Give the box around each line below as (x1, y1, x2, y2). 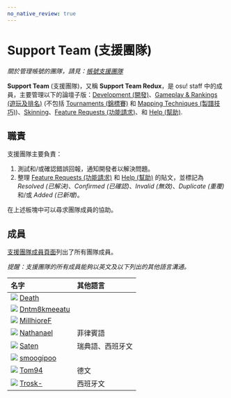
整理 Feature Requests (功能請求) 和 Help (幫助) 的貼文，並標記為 (17, 174, 204, 182)
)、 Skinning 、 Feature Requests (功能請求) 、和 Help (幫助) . (15, 107, 183, 116)
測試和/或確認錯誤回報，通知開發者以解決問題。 (17, 164, 154, 173)
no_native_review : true (7, 10, 77, 17)
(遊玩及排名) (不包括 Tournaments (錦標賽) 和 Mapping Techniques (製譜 (7, 99, 214, 107)
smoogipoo (19, 353, 57, 363)
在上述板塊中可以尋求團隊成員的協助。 (7, 206, 117, 214)
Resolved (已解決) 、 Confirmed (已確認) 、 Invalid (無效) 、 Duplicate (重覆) (17, 182, 225, 190)
